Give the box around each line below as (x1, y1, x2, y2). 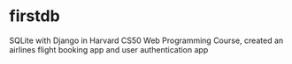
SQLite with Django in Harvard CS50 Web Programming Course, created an (9, 35, 284, 46)
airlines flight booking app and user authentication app (9, 44, 209, 54)
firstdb (9, 6, 60, 26)
